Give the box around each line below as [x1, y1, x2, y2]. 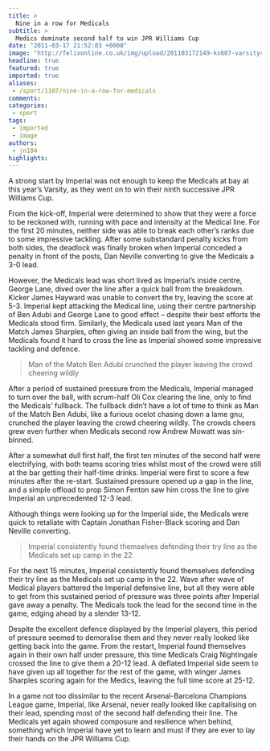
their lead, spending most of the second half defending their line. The [8, 708, 239, 718]
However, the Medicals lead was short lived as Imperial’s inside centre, [8, 275, 243, 286]
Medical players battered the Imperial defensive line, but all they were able [8, 583, 255, 592]
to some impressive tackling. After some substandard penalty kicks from [8, 234, 248, 244]
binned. [8, 435, 34, 445]
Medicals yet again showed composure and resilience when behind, [8, 717, 234, 727]
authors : [8, 138, 38, 147]
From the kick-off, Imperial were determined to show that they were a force [8, 208, 257, 218]
